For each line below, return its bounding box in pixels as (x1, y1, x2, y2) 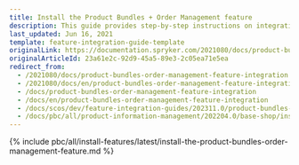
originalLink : (9, 46, 62, 55)
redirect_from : (9, 63, 66, 72)
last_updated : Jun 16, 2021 (9, 29, 114, 38)
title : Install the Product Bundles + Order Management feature (9, 12, 253, 22)
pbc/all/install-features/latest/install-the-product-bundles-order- (51, 137, 288, 147)
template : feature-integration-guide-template (9, 37, 185, 47)
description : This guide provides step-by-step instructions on (9, 21, 253, 30)
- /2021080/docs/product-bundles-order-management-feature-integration (17, 71, 289, 80)
